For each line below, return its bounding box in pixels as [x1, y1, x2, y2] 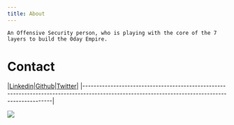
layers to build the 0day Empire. [7, 36, 108, 43]
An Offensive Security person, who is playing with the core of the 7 [7, 29, 217, 36]
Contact [7, 59, 55, 74]
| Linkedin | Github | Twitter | [7, 82, 79, 90]
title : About [7, 10, 45, 17]
